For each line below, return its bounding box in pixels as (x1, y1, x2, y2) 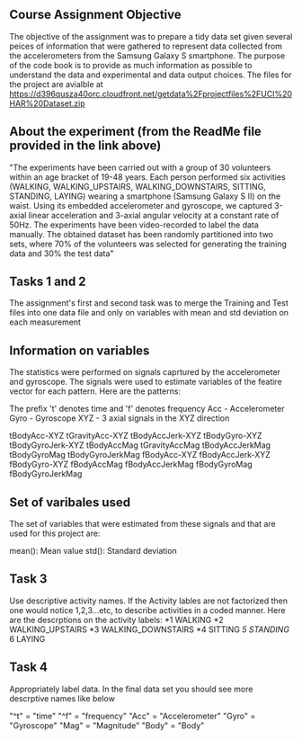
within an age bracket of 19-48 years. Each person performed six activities (9, 171, 286, 183)
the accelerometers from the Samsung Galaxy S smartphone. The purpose (9, 49, 286, 61)
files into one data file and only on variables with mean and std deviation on (9, 308, 289, 318)
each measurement (9, 317, 81, 327)
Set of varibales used (9, 495, 131, 510)
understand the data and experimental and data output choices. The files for (9, 69, 292, 80)
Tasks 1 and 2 (9, 274, 87, 290)
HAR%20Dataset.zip (9, 98, 85, 109)
